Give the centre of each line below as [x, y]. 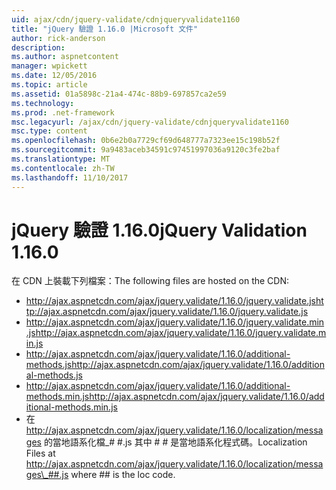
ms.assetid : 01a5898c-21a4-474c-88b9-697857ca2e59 [119, 94]
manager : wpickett [49, 66]
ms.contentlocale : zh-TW [63, 168]
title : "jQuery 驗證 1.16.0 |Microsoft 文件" [105, 29]
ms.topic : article [49, 85]
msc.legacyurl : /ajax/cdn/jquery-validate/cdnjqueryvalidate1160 [150, 122]
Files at [40, 453]
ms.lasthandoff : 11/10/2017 [70, 177]
